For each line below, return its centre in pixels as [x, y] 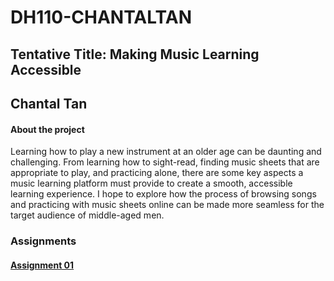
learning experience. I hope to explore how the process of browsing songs [163, 194]
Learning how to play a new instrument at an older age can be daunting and [166, 152]
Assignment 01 [42, 265]
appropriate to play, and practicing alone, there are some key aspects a [157, 173]
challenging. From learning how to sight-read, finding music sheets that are [165, 162]
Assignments [43, 241]
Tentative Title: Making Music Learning [135, 54]
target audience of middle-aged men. [87, 215]
